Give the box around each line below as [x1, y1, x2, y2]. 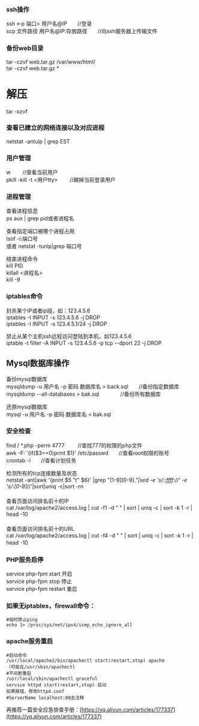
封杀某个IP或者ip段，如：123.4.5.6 [6, 307, 91, 314]
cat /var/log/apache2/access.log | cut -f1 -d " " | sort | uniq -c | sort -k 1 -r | [6, 504, 193, 511]
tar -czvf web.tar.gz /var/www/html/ [6, 58, 96, 65]
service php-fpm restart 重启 [6, 585, 78, 593]
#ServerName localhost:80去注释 [6, 695, 85, 701]
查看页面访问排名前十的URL [6, 525, 75, 532]
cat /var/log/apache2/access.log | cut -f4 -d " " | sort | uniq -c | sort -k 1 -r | [6, 531, 194, 539]
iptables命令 [6, 292, 43, 301]
